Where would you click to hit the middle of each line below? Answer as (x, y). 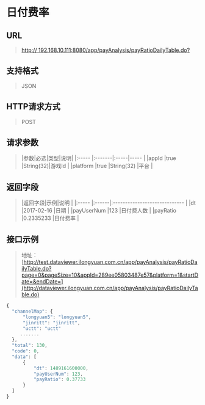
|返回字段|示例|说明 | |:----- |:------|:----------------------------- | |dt (109, 203)
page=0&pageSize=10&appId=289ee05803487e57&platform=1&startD (110, 275)
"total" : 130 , (30, 346)
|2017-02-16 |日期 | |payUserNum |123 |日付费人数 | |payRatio (99, 211)
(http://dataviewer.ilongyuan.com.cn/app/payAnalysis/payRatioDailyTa (110, 288)
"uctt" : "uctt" (42, 328)
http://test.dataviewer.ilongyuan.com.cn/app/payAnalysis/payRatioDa (110, 262)
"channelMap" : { (32, 311)
